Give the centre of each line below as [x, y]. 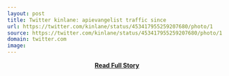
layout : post [26, 13]
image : [17, 46]
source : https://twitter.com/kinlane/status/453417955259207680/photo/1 [115, 33]
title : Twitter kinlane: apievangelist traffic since [87, 20]
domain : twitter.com [37, 39]
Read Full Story [117, 65]
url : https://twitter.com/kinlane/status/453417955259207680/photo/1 [110, 26]
